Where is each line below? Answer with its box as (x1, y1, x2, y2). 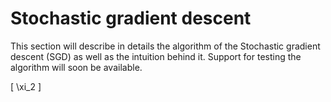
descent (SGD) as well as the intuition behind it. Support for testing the (10, 50, 302, 62)
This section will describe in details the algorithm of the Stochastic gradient (10, 40, 321, 52)
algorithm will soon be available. (10, 61, 143, 73)
